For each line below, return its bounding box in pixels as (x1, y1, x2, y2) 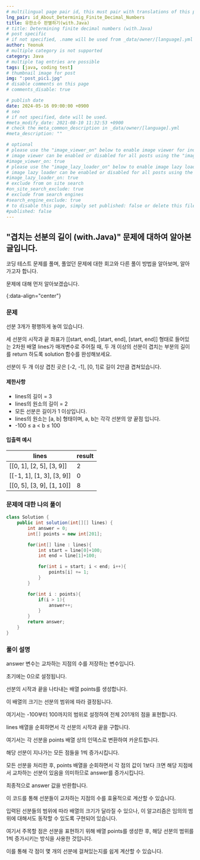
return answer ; (27, 619, 65, 625)
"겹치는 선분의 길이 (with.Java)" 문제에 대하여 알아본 (6, 231, 192, 242)
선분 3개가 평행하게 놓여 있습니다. (6, 323, 85, 330)
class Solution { (6, 514, 49, 520)
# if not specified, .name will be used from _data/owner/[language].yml (6, 36, 193, 42)
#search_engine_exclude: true (6, 197, 82, 203)
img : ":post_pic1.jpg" (6, 75, 62, 81)
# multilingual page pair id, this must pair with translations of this (6, 8, 190, 15)
